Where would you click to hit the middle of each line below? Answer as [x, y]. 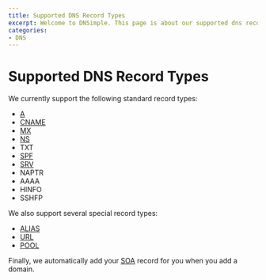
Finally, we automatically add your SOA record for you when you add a [123, 261]
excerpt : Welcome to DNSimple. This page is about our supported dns [125, 23]
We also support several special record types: [83, 214]
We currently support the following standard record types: [103, 99]
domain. [21, 269]
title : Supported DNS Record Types [67, 15]
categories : [28, 30]
